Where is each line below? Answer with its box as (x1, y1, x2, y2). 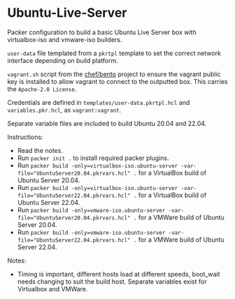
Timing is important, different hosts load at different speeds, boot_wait (17, 270, 220, 278)
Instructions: (7, 133, 43, 141)
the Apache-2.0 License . (7, 85, 77, 93)
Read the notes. (17, 146, 63, 154)
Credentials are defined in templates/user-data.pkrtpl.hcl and (7, 98, 190, 106)
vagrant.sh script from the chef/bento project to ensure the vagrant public (7, 70, 222, 78)
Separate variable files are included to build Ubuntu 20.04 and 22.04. (7, 119, 207, 127)
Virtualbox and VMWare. (17, 284, 88, 293)
